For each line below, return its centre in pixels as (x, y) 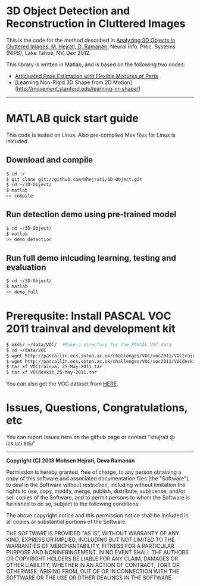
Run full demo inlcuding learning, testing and (91, 258)
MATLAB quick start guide (72, 118)
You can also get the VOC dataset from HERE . (62, 384)
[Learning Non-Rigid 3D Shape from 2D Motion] (74, 82)
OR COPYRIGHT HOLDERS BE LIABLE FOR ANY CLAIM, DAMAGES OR (92, 559)
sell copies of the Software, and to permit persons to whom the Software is (98, 498)
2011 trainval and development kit (91, 329)
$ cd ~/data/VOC (26, 350)
